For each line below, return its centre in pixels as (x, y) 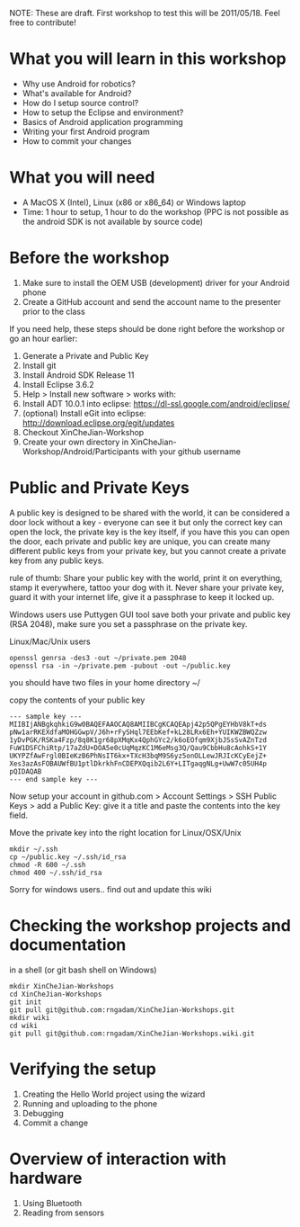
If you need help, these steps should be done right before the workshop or (147, 328)
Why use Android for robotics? (79, 84)
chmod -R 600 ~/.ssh (48, 864)
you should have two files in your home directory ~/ (105, 682)
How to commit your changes (77, 141)
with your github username (190, 451)
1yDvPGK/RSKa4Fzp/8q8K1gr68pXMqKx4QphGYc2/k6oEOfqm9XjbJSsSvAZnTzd (138, 740)
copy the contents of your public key (77, 700)
